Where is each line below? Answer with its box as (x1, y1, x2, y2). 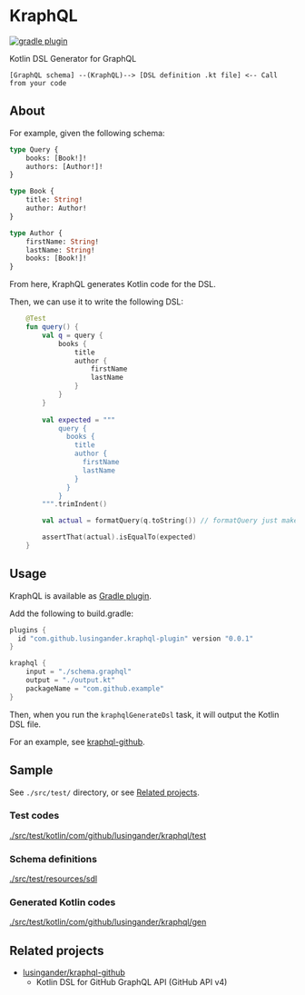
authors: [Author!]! (25, 162, 103, 171)
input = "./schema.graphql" (25, 667, 132, 677)
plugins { (9, 625, 47, 634)
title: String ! (25, 195, 84, 204)
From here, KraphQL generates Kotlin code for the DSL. (9, 279, 216, 290)
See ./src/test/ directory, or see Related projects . (9, 787, 200, 798)
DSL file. (9, 719, 42, 730)
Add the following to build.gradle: (9, 608, 134, 619)
